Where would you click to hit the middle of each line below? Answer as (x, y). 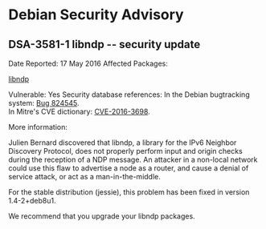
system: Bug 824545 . (44, 103)
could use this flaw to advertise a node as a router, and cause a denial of (129, 168)
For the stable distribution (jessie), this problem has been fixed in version (129, 192)
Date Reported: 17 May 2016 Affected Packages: (88, 63)
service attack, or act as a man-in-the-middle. (84, 177)
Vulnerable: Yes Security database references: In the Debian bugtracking (129, 94)
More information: (38, 127)
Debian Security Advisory (96, 15)
